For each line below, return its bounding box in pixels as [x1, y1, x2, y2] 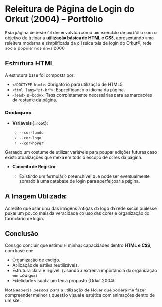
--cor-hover [19, 141, 44, 146]
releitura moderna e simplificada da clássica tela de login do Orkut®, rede [5, 40, 152, 46]
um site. [5, 297, 21, 303]
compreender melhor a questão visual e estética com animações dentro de [5, 292, 155, 298]
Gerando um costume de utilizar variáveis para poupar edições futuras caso [5, 149, 157, 155]
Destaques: [5, 109, 33, 116]
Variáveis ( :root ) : [12, 120, 48, 126]
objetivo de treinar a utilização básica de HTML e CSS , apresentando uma [5, 35, 154, 41]
